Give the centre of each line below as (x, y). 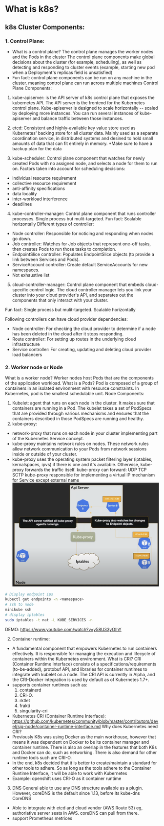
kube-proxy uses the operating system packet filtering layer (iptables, (82, 459)
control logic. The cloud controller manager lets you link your (91, 289)
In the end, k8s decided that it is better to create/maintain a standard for (84, 763)
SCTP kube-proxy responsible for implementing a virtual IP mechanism (83, 475)
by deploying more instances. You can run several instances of (75, 113)
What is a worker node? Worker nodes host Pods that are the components (79, 378)
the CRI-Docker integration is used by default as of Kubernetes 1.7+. (81, 680)
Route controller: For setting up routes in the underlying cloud (74, 339)
